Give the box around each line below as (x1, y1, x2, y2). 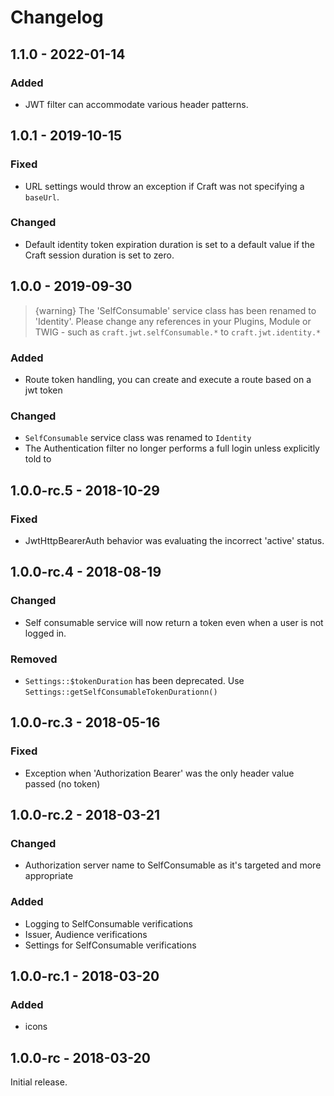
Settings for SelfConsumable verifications (24, 939, 197, 951)
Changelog (10, 6, 104, 29)
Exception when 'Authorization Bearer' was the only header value (24, 767, 295, 779)
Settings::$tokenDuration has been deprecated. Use (24, 674, 245, 686)
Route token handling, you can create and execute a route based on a (24, 373, 312, 385)
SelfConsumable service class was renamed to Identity (24, 432, 252, 444)
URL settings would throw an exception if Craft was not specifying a (24, 180, 305, 192)
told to (24, 453, 52, 465)
